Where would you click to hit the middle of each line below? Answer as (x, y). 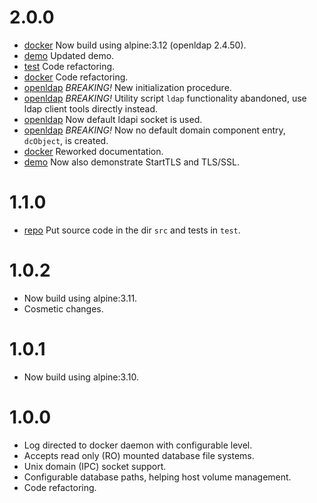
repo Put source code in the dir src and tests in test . (132, 230)
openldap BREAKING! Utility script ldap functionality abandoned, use (165, 98)
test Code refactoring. (69, 66)
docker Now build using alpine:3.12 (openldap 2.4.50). (135, 45)
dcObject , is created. (66, 140)
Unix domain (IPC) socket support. (95, 466)
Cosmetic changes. (63, 308)
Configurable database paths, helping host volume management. (157, 477)
